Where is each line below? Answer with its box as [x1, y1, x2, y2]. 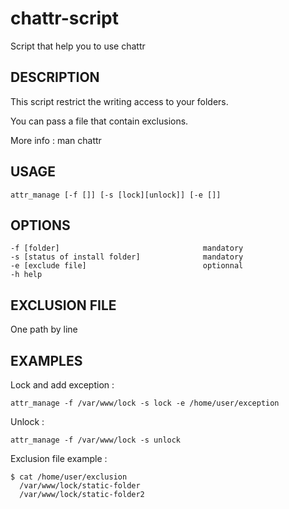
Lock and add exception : [10, 379, 115, 391]
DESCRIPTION [10, 69, 100, 86]
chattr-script [10, 7, 120, 30]
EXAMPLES [10, 352, 83, 369]
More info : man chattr [10, 134, 102, 146]
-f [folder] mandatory [10, 243, 244, 254]
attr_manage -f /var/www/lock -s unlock [10, 435, 182, 445]
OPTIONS [10, 217, 71, 234]
